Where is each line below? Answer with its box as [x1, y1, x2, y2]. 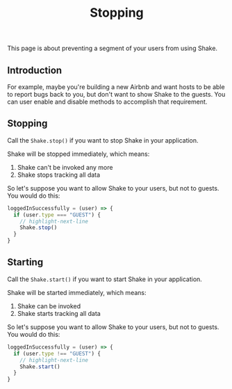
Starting [7, 256, 44, 269]
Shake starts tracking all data [17, 309, 101, 317]
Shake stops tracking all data [17, 170, 101, 179]
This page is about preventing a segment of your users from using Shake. [7, 44, 217, 53]
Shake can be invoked [17, 301, 81, 310]
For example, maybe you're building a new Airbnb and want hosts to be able [7, 83, 225, 91]
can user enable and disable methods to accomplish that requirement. [7, 97, 208, 106]
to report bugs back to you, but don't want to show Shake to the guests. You [7, 90, 226, 98]
